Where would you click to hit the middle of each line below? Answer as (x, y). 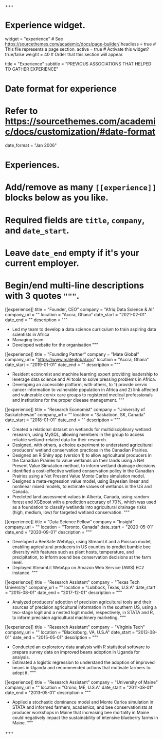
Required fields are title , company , (75, 220)
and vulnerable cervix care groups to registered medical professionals (82, 395)
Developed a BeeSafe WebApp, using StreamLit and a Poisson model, (82, 541)
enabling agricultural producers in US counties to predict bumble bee (81, 547)
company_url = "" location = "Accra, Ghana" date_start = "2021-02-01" (76, 314)
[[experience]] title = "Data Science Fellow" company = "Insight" (70, 522)
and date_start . (37, 230)
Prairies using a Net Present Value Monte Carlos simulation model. (78, 476)
